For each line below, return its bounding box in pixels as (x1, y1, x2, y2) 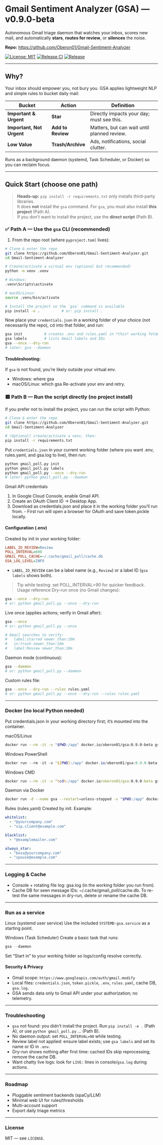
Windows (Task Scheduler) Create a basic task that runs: (5, 934, 119, 940)
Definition (111, 102, 135, 109)
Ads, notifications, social (90, 138, 146, 145)
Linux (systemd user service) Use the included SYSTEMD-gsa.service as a (5, 920, 150, 926)
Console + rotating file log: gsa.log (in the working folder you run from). (12, 882, 155, 888)
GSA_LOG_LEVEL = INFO (5, 559, 45, 564)
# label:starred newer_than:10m (5, 637, 75, 642)
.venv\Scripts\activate (5, 282, 53, 287)
